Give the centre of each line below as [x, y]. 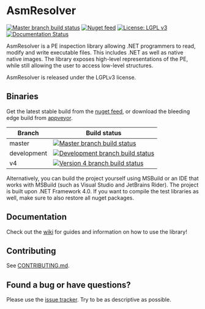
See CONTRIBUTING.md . [38, 266]
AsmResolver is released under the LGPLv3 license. [71, 77]
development [28, 153]
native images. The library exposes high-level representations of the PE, [97, 59]
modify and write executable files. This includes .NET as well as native [95, 52]
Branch [28, 133]
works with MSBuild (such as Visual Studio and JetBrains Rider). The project [102, 185]
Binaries [22, 96]
